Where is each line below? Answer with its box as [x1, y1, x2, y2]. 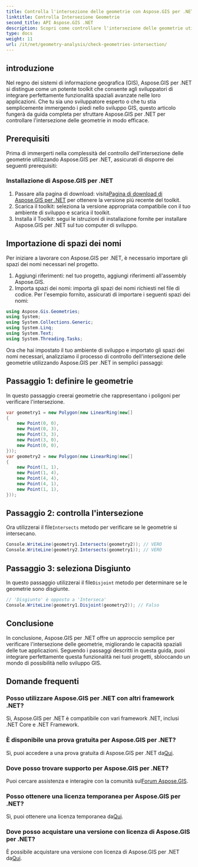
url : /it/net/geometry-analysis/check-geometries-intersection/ [6, 42, 167, 48]
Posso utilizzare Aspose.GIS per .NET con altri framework [6, 694, 175, 702]
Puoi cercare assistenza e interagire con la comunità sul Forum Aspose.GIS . [6, 777, 189, 784]
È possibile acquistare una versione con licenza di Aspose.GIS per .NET [6, 848, 180, 856]
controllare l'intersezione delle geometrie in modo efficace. [6, 116, 150, 124]
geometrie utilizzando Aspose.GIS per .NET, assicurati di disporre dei [6, 156, 174, 163]
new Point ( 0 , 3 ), [16, 426, 60, 432]
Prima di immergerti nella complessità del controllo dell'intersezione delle [6, 149, 184, 156]
